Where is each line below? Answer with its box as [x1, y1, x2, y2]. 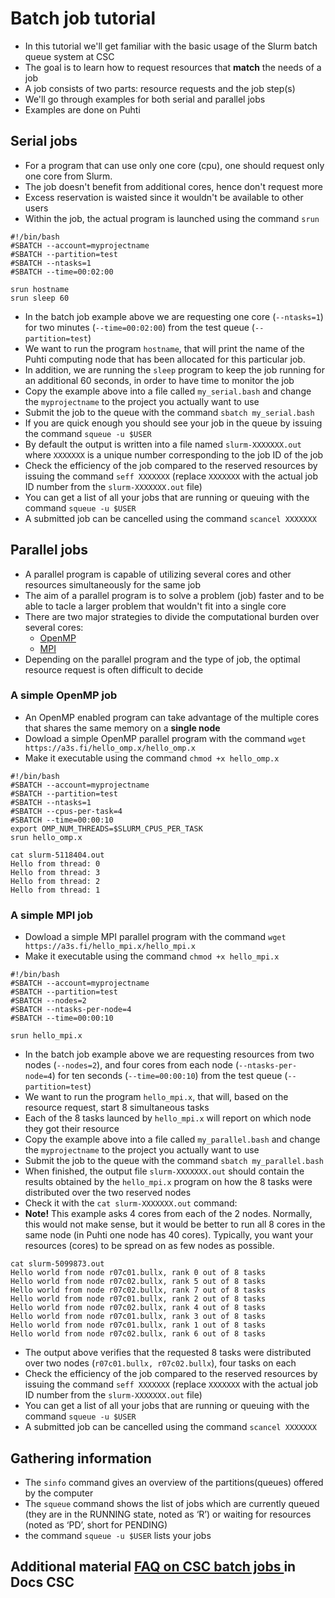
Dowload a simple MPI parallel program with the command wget [24, 931, 287, 943]
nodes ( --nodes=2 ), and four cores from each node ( [24, 1059, 240, 1071]
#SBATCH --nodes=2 [10, 996, 87, 1006]
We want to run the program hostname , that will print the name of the [24, 342, 305, 354]
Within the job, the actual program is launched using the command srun [24, 212, 320, 224]
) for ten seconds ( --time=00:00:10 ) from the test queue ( [51, 1070, 288, 1082]
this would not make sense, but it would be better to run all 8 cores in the [24, 1218, 326, 1231]
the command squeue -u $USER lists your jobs [24, 1529, 212, 1541]
